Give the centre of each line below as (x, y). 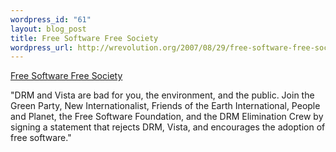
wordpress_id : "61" (51, 19)
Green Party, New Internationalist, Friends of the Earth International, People (165, 106)
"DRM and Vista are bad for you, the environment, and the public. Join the (162, 95)
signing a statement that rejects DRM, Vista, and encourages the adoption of (168, 127)
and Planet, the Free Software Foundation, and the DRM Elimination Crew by (167, 117)
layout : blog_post (48, 29)
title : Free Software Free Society (84, 38)
